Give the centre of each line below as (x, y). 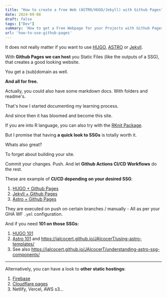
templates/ (23, 244)
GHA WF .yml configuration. (34, 214)
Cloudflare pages (30, 284)
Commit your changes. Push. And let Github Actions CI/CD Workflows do (81, 164)
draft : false (19, 19)
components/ (26, 254)
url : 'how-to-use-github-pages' (39, 33)
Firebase (21, 279)
